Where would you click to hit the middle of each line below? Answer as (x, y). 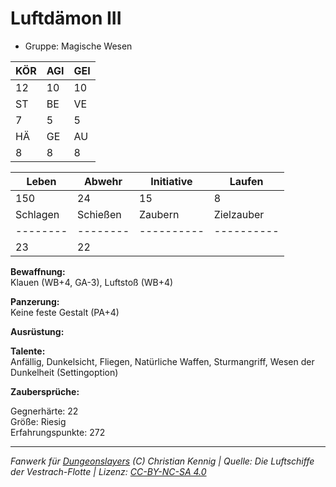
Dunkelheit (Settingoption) (64, 372)
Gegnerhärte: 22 (44, 411)
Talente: (28, 351)
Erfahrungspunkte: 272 (58, 432)
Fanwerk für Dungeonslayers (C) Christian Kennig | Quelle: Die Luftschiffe (162, 461)
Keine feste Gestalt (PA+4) (65, 312)
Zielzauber (239, 214)
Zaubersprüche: (45, 391)
